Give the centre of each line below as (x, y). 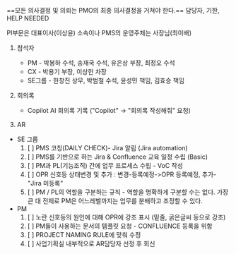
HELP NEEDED (28, 18)
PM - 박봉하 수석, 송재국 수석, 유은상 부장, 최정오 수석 (101, 63)
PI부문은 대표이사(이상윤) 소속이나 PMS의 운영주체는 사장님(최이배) (99, 33)
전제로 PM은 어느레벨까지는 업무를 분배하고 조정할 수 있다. (123, 201)
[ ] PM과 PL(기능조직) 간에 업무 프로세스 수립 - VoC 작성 (105, 165)
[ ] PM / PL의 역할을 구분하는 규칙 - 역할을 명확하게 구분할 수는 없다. (122, 192)
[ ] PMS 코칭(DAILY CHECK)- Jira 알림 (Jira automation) (107, 148)
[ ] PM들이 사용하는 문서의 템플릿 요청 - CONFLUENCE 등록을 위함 (120, 226)
